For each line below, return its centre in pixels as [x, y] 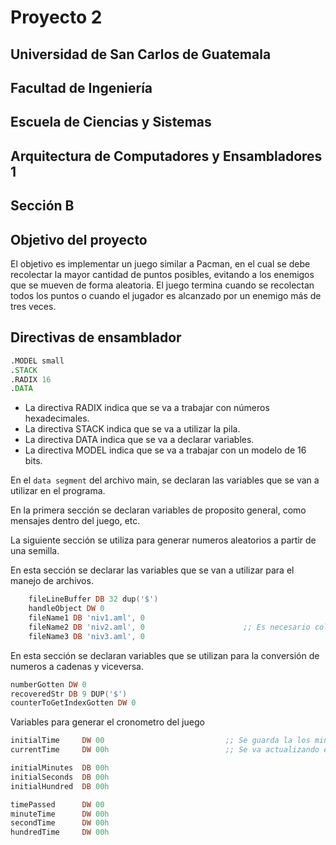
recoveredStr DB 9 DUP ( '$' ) [69, 694]
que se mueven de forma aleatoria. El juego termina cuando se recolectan [162, 285]
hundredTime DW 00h [60, 832]
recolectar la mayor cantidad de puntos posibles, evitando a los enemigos [162, 274]
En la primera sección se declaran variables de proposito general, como [158, 510]
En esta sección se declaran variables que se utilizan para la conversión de [165, 655]
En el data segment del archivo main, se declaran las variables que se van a [165, 480]
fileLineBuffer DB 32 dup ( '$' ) [93, 599]
